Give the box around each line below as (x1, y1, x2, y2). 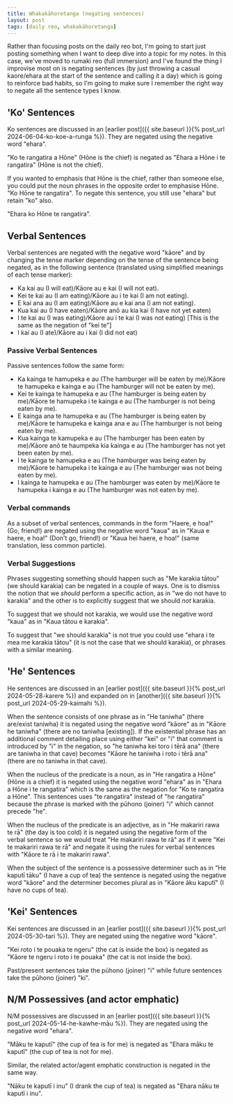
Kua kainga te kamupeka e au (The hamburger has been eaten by (17, 434, 205, 442)
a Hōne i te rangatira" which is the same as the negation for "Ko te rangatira (7, 785, 225, 793)
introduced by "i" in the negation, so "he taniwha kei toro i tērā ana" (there (7, 742, 220, 750)
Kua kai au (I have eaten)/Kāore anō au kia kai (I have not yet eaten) (17, 307, 211, 314)
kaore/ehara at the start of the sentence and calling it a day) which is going (7, 72, 223, 80)
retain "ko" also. (7, 196, 54, 205)
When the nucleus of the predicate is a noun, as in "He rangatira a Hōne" (7, 770, 216, 779)
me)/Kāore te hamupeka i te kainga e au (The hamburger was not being (17, 464, 223, 472)
